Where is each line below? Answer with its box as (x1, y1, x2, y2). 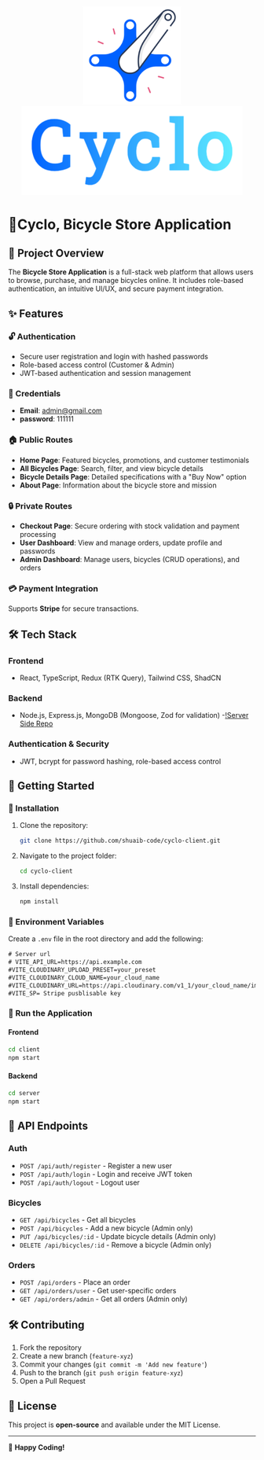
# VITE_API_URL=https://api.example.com (8, 958, 143, 966)
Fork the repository (19, 1343, 82, 1352)
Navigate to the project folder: (19, 851, 117, 861)
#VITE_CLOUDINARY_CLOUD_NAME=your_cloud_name (8, 974, 159, 982)
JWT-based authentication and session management (19, 369, 191, 378)
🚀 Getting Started (8, 779, 95, 793)
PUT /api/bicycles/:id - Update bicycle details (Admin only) (19, 1232, 216, 1241)
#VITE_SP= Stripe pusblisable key (8, 990, 122, 998)
